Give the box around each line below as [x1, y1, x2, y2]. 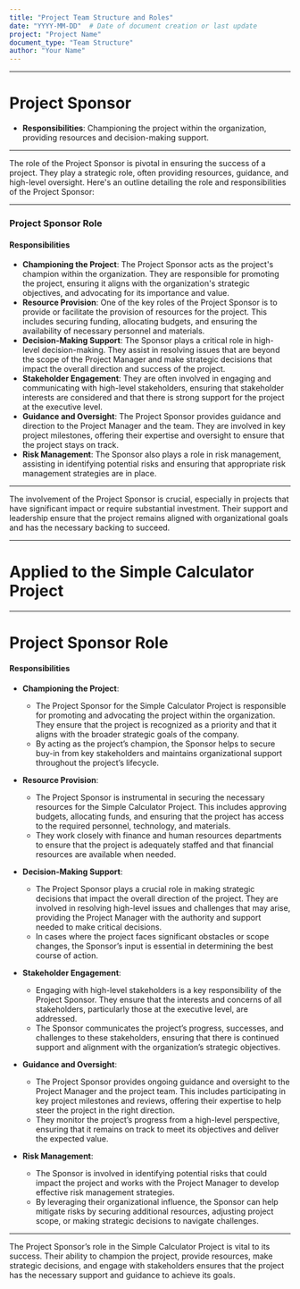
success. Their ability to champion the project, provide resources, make [9, 1251, 273, 1261]
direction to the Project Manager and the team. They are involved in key [21, 421, 286, 432]
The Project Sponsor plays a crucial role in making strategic [35, 883, 255, 894]
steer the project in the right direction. [35, 1105, 176, 1116]
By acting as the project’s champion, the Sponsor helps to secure [35, 738, 276, 749]
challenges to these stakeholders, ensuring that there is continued [35, 1032, 279, 1042]
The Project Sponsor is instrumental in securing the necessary [35, 792, 265, 803]
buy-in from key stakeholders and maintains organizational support [35, 747, 283, 758]
